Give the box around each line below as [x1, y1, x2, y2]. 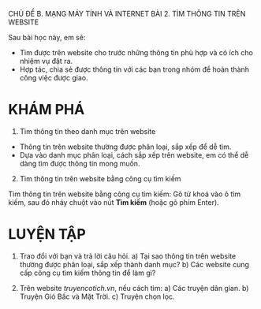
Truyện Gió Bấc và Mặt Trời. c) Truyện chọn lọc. [19, 292, 175, 301]
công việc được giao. [19, 73, 88, 82]
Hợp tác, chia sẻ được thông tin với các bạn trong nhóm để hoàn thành [19, 65, 250, 74]
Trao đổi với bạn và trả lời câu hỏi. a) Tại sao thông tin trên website [19, 251, 237, 261]
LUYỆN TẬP [8, 225, 87, 244]
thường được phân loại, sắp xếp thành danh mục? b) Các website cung [19, 259, 250, 269]
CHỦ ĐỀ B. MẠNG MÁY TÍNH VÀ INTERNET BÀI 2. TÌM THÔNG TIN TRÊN [8, 9, 246, 18]
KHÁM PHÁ [8, 101, 85, 119]
